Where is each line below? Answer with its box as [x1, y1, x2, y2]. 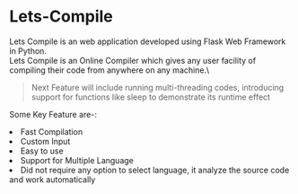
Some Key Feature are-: [9, 109, 97, 119]
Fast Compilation [21, 126, 83, 137]
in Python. [9, 45, 48, 56]
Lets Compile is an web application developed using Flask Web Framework [9, 36, 286, 47]
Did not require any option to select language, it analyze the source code [21, 164, 290, 175]
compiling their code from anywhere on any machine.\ [9, 65, 210, 75]
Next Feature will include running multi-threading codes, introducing [31, 82, 285, 93]
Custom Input [21, 136, 71, 146]
